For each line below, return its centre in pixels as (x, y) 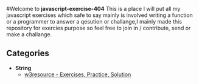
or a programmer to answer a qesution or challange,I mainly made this (94, 21)
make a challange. (29, 34)
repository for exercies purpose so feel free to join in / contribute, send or (99, 28)
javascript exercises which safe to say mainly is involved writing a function (100, 15)
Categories (28, 53)
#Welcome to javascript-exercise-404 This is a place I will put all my (93, 9)
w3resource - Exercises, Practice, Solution (78, 74)
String (23, 68)
